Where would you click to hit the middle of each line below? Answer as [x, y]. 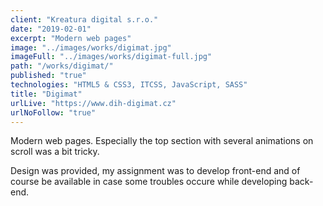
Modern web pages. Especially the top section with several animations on [162, 141]
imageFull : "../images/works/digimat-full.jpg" [111, 57]
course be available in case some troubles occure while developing [149, 182]
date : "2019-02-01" [51, 29]
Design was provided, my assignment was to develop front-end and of [155, 171]
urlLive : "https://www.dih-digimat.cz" [93, 103]
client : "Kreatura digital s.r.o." [84, 19]
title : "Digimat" [46, 94]
